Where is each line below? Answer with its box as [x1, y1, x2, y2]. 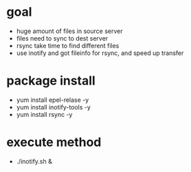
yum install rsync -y [16, 110, 73, 118]
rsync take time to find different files [16, 41, 120, 50]
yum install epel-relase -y [16, 96, 89, 104]
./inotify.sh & [16, 157, 52, 165]
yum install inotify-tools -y [16, 103, 91, 111]
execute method [6, 135, 102, 150]
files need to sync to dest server [16, 34, 109, 42]
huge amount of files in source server [16, 27, 123, 35]
